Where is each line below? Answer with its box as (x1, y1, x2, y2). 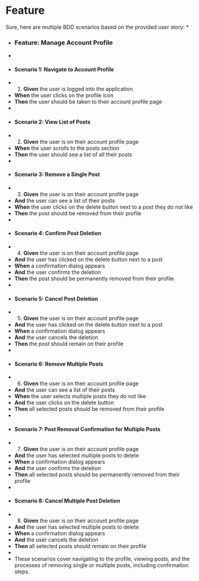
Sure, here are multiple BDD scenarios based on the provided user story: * (5, 23, 189, 31)
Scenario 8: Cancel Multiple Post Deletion (14, 497, 120, 504)
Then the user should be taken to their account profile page (14, 98, 162, 106)
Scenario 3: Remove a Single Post (14, 171, 100, 178)
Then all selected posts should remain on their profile (14, 542, 147, 549)
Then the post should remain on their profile (14, 340, 124, 348)
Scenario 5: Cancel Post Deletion (14, 295, 98, 302)
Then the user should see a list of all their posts (14, 150, 132, 158)
